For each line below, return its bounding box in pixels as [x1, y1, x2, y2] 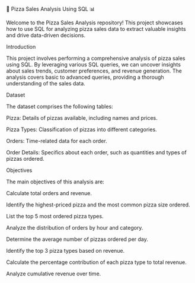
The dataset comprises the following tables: [6, 103, 114, 110]
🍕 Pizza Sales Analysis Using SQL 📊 [6, 5, 95, 12]
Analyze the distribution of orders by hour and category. [6, 224, 143, 231]
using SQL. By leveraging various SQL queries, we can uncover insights [6, 61, 181, 68]
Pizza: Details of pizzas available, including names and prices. [6, 115, 158, 121]
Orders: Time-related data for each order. [6, 138, 108, 144]
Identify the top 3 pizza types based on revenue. [6, 247, 125, 254]
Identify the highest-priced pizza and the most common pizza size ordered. [6, 201, 191, 208]
